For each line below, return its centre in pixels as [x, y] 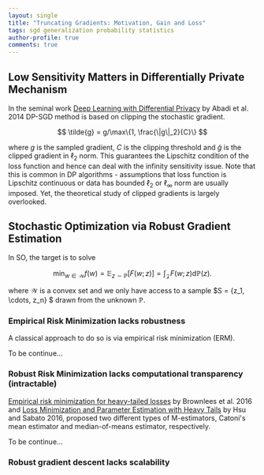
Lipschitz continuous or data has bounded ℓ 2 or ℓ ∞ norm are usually [118, 184]
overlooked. [28, 202]
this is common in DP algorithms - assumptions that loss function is [117, 174]
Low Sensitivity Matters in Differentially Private [126, 77]
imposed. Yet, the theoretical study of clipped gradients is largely [114, 193]
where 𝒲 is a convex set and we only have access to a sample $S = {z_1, [126, 291]
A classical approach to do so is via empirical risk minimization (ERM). [121, 338]
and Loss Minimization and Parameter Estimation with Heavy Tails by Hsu [127, 409]
